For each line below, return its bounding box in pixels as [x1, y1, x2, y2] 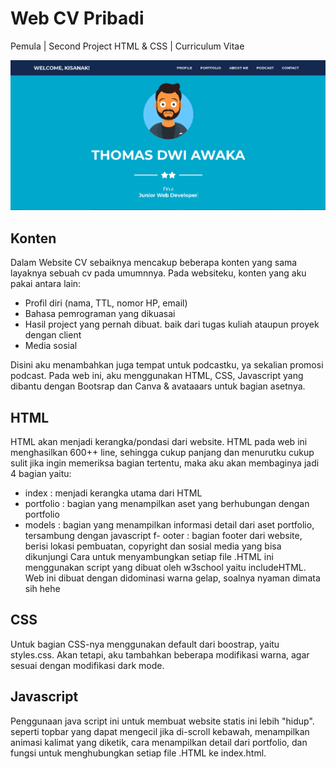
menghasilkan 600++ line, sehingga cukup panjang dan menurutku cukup [10, 446, 315, 458]
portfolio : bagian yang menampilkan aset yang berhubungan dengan [24, 497, 310, 509]
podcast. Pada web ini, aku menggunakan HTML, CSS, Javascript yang [10, 370, 304, 382]
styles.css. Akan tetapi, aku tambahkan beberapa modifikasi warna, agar [10, 648, 310, 661]
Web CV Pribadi [10, 7, 145, 30]
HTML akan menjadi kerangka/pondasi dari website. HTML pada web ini [10, 435, 308, 447]
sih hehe [24, 582, 61, 594]
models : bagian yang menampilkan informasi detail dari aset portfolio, [24, 518, 315, 531]
